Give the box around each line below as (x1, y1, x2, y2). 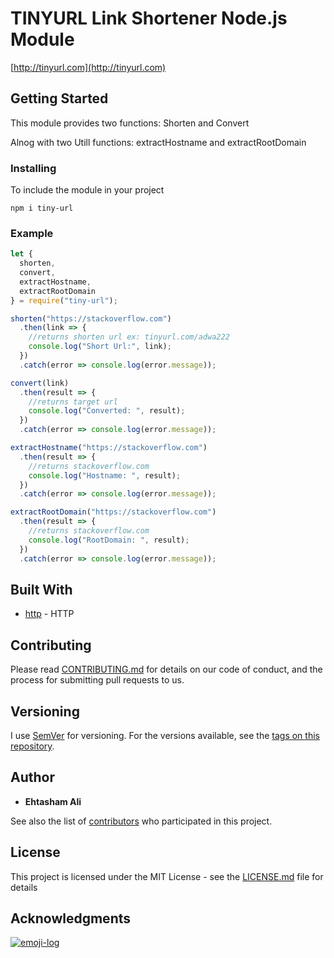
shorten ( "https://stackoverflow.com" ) (10, 313, 172, 324)
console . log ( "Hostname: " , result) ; (28, 470, 182, 481)
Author (10, 769, 55, 786)
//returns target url (28, 397, 118, 407)
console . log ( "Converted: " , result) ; (28, 406, 186, 416)
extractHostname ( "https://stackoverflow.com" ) (10, 443, 208, 453)
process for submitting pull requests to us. (10, 674, 185, 686)
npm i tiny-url (10, 203, 74, 214)
